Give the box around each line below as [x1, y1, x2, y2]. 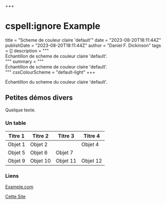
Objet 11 [55, 157, 77, 164]
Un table [5, 119, 27, 126]
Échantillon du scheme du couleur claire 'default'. [5, 79, 108, 85]
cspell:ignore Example [5, 21, 101, 32]
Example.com [5, 184, 34, 190]
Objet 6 [30, 149, 48, 156]
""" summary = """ [5, 58, 44, 64]
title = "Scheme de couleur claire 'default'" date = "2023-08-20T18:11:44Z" [5, 37, 161, 43]
